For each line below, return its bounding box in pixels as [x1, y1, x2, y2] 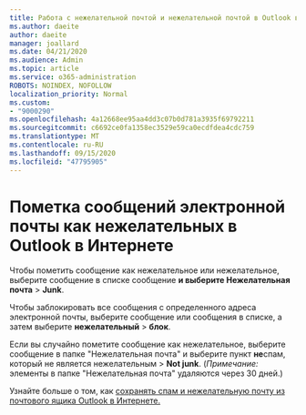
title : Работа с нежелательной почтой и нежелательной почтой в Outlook [9, 13, 291, 23]
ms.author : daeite [9, 22, 79, 31]
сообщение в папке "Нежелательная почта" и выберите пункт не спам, [9, 349, 286, 359]
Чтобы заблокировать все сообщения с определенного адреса [9, 302, 257, 313]
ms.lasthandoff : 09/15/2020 [9, 148, 117, 157]
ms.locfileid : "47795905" [9, 157, 107, 167]
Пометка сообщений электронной [9, 197, 286, 217]
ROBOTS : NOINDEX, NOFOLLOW [9, 81, 112, 90]
